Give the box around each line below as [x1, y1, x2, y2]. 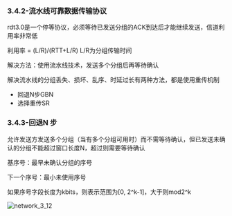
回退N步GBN [17, 90, 54, 99]
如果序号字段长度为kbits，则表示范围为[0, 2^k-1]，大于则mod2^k [7, 188, 192, 196]
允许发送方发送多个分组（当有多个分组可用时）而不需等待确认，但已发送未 [7, 135, 220, 143]
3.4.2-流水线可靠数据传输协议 [7, 6, 107, 15]
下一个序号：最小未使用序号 [7, 173, 87, 181]
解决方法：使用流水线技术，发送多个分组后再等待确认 [7, 61, 159, 70]
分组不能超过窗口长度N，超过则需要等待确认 [19, 144, 145, 152]
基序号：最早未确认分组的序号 [7, 158, 92, 166]
